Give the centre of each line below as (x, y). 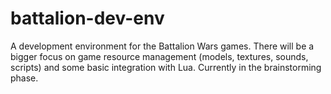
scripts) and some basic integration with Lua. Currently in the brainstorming (166, 67)
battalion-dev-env (87, 18)
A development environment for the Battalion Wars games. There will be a (162, 46)
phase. (24, 78)
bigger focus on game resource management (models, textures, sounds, (159, 56)
